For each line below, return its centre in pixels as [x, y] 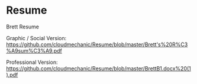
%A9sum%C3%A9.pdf [34, 50]
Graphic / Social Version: [36, 38]
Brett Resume [23, 27]
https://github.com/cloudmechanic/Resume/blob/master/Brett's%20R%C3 [97, 44]
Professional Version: [32, 62]
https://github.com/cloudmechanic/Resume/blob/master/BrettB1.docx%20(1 [98, 68]
